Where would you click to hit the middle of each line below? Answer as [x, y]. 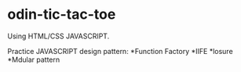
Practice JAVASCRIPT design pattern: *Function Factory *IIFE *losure [120, 51]
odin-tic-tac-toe [62, 14]
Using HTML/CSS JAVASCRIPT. [58, 36]
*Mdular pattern [34, 59]
